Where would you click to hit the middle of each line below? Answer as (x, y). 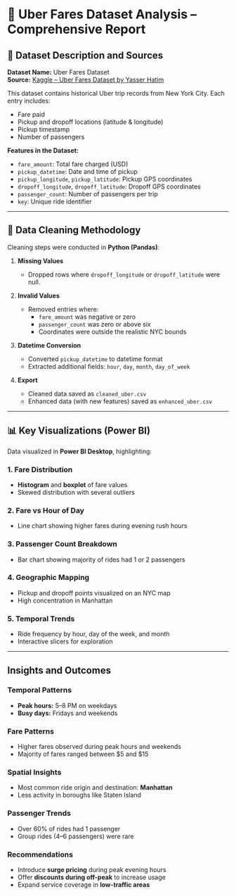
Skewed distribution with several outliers (76, 492)
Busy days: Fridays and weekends (67, 713)
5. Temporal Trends (41, 619)
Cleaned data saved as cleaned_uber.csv (87, 393)
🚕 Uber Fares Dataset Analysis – (102, 14)
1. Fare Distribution (40, 469)
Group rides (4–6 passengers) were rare (76, 836)
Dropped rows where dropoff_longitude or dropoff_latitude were (124, 275)
